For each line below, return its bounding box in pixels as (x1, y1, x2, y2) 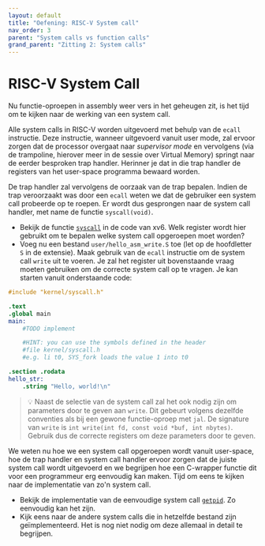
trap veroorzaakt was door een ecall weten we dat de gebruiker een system (8, 190, 256, 200)
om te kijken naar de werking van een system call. (8, 110, 171, 119)
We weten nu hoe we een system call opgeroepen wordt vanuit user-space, (8, 446, 255, 455)
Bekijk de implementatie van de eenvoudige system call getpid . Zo (19, 495, 237, 504)
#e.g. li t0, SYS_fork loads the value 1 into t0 (22, 353, 189, 362)
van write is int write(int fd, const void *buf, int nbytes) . (27, 422, 233, 431)
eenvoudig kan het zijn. (19, 503, 96, 513)
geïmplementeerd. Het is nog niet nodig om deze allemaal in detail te (19, 520, 243, 529)
